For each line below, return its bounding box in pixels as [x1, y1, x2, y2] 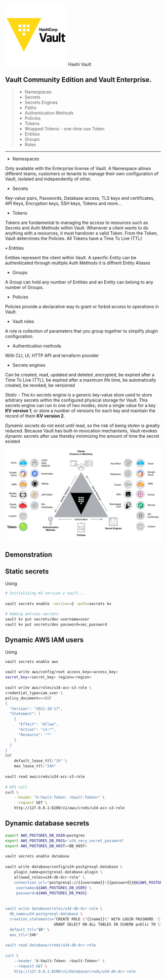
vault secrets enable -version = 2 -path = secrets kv [5, 601, 112, 606]
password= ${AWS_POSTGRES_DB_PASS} [16, 890, 87, 896]
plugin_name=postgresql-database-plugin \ [14, 869, 103, 875]
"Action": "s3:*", [18, 727, 56, 732]
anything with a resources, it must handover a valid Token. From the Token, [5, 230, 158, 236]
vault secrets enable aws [5, 659, 58, 664]
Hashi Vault [68, 61, 91, 67]
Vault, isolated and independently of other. [5, 175, 92, 182]
